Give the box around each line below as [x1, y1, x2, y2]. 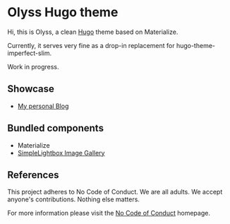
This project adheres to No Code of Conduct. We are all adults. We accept [7, 188, 223, 196]
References [7, 169, 59, 181]
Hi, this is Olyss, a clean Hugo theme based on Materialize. [7, 28, 178, 36]
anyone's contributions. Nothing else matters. [7, 195, 140, 204]
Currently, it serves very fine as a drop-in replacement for [7, 41, 175, 49]
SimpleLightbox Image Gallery [17, 148, 105, 157]
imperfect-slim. [7, 49, 52, 57]
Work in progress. [7, 62, 59, 71]
